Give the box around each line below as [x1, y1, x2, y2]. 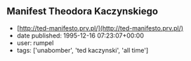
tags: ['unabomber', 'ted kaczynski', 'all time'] [16, 46, 149, 54]
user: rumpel [16, 38, 54, 47]
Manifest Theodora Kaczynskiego [6, 6, 159, 17]
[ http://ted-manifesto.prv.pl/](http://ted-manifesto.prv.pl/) [16, 24, 184, 32]
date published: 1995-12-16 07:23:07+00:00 [16, 31, 145, 40]
